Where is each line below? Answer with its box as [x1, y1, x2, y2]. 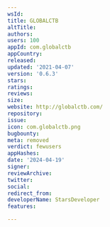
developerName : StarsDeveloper [7, 196, 100, 203]
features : [7, 203, 37, 211]
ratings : [7, 84, 33, 91]
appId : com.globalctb [7, 44, 72, 51]
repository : [7, 110, 43, 117]
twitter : [7, 176, 33, 183]
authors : [7, 30, 33, 38]
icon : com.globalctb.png [7, 123, 81, 131]
